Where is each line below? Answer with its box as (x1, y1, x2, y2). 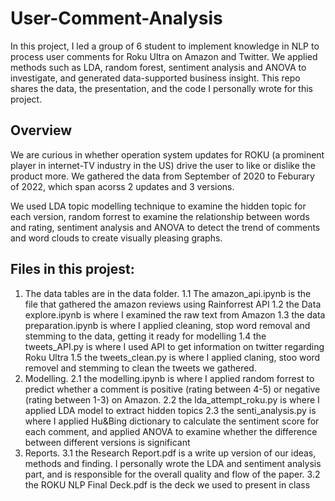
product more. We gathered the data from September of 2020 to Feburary (10, 170, 315, 182)
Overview (10, 122, 73, 139)
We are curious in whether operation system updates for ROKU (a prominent (10, 148, 325, 161)
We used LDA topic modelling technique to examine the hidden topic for (10, 200, 307, 212)
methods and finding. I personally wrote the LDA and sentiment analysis (24, 457, 322, 469)
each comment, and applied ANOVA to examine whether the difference (24, 425, 318, 437)
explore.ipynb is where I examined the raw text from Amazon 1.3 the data (24, 308, 326, 321)
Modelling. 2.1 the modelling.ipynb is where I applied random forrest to (24, 372, 315, 384)
